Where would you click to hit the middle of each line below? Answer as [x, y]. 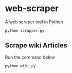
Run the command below [30, 57]
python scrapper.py [25, 30]
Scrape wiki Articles [36, 46]
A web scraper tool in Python [34, 22]
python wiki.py [20, 66]
